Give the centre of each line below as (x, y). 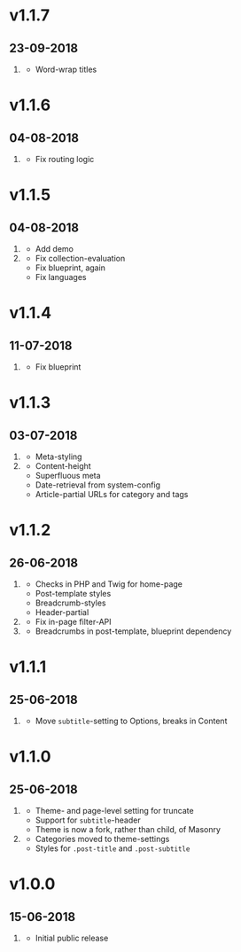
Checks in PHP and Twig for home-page (109, 584)
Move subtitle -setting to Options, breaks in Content (131, 721)
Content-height (63, 466)
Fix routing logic (65, 159)
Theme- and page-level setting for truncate (114, 811)
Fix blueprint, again (70, 268)
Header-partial (62, 612)
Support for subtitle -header (88, 820)
